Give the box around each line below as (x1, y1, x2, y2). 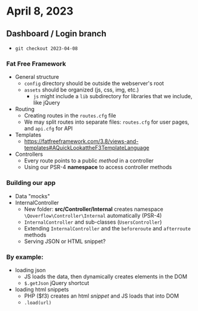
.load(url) (24, 299, 52, 306)
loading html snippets (15, 286, 69, 293)
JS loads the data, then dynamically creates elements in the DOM (24, 273, 188, 280)
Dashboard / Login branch (6, 28, 107, 39)
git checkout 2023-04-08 (15, 45, 78, 52)
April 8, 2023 (6, 4, 74, 18)
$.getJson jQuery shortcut (24, 279, 90, 286)
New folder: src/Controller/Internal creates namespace (24, 205, 163, 213)
